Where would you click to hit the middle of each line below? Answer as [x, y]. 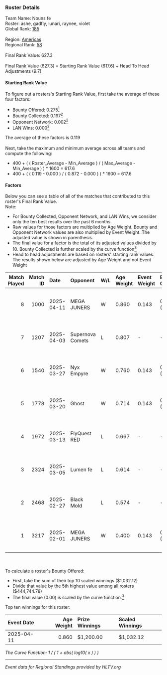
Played [16, 283]
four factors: [18, 99]
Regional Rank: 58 [24, 45]
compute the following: [29, 154]
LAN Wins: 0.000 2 [31, 128]
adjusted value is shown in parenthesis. [53, 238]
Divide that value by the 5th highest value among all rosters [73, 586]
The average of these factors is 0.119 [43, 138]
